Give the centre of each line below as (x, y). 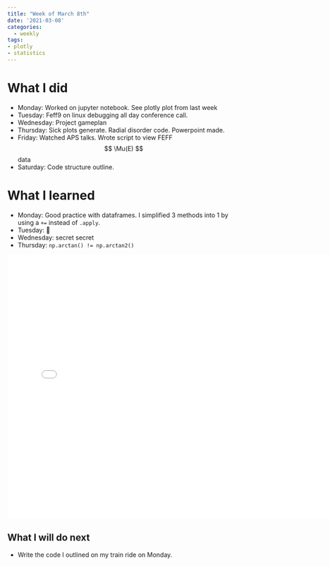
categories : (25, 27)
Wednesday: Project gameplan (62, 122)
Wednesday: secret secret (56, 238)
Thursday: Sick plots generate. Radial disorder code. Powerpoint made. (121, 130)
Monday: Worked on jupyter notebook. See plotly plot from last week (117, 107)
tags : (15, 40)
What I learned (51, 195)
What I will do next (49, 537)
